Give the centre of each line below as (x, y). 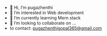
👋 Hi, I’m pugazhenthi (31, 8)
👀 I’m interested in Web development (47, 13)
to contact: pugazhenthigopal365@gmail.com (56, 28)
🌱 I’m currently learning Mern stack (45, 18)
